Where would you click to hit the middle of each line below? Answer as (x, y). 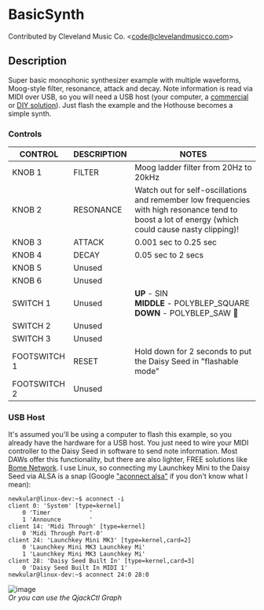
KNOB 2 (27, 210)
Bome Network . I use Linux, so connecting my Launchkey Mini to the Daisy (129, 468)
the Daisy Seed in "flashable (187, 361)
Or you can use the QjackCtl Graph (65, 598)
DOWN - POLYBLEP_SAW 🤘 (187, 313)
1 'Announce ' (57, 520)
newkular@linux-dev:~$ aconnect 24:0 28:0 (79, 575)
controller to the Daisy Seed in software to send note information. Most (123, 451)
